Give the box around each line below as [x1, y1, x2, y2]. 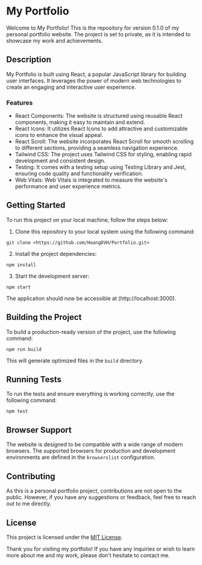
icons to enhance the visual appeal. [14, 132, 104, 139]
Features [6, 98, 33, 107]
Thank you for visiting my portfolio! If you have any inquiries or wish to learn [6, 545, 195, 552]
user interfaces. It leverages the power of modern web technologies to [6, 77, 182, 84]
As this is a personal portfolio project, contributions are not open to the [6, 487, 182, 494]
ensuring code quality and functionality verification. [14, 170, 144, 177]
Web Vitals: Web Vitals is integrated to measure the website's [14, 176, 168, 184]
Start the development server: [14, 272, 90, 279]
